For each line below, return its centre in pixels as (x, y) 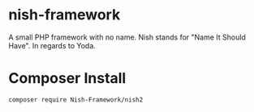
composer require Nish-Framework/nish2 (76, 100)
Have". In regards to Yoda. (52, 45)
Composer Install (67, 79)
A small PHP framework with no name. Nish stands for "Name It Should (127, 37)
